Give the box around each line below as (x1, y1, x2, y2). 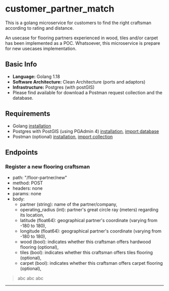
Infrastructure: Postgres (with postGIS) (12, 84, 95, 90)
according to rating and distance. (5, 25, 74, 31)
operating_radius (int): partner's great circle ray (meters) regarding (20, 207, 158, 213)
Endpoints (5, 148, 38, 157)
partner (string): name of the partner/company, (20, 201, 118, 207)
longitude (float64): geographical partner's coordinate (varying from (20, 228, 162, 234)
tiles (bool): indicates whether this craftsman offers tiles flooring (20, 250, 153, 256)
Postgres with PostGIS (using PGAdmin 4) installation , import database (12, 128, 159, 134)
